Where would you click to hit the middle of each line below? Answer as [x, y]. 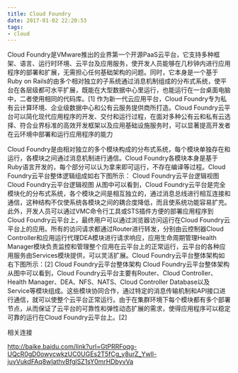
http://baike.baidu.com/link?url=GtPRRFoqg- [72, 347]
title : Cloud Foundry [39, 14]
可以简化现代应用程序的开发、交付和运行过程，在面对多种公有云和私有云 [119, 117]
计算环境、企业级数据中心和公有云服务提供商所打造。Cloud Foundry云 [122, 108]
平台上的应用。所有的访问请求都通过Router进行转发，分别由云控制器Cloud [116, 229]
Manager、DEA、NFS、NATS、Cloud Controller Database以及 [119, 282]
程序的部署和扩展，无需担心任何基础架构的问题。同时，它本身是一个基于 [113, 72]
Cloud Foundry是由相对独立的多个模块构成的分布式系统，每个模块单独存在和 [119, 149]
